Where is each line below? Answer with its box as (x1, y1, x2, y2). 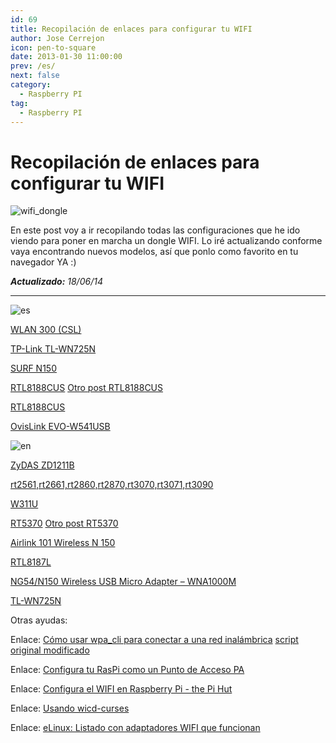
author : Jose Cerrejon (10, 33, 105, 43)
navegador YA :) (10, 256, 77, 268)
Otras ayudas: (10, 614, 68, 626)
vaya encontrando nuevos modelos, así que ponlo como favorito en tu (10, 246, 299, 258)
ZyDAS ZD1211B (10, 459, 75, 471)
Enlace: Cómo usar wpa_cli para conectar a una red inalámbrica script (10, 634, 299, 646)
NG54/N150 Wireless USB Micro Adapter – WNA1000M (10, 576, 237, 588)
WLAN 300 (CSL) (10, 324, 82, 336)
